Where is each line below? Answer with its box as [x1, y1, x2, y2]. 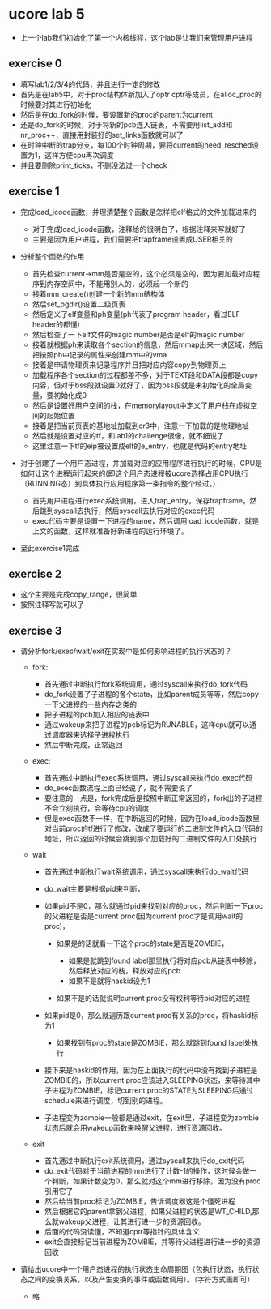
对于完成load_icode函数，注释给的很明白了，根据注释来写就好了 [32, 224, 247, 233]
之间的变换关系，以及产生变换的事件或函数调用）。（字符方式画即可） [27, 1274, 255, 1285]
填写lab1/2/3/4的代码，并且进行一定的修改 [19, 79, 161, 89]
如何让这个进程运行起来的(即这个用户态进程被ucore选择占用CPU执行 [19, 468, 249, 478]
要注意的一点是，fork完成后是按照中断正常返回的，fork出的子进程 [44, 794, 263, 803]
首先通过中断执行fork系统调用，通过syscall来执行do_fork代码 [44, 679, 248, 689]
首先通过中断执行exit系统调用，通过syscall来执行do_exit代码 [44, 1156, 245, 1166]
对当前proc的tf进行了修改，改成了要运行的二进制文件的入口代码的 [44, 823, 263, 833]
